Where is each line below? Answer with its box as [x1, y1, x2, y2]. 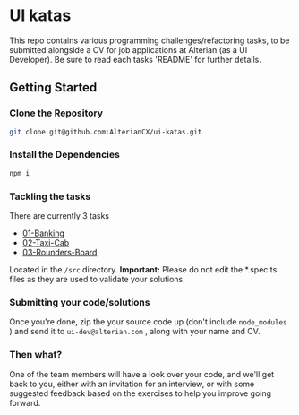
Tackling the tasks [9, 190, 91, 203]
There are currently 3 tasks [9, 210, 110, 220]
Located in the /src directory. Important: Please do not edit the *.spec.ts [9, 264, 278, 274]
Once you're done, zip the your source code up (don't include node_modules [9, 316, 287, 327]
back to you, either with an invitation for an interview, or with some [9, 378, 255, 389]
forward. [9, 397, 41, 408]
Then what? [9, 349, 63, 361]
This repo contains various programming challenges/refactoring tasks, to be [9, 35, 290, 46]
